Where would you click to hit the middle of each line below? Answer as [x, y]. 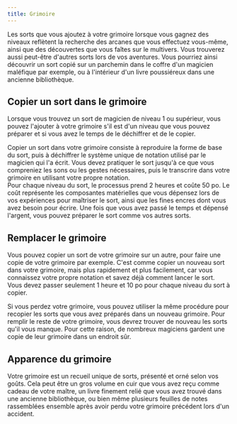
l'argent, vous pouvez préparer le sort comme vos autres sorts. [99, 216]
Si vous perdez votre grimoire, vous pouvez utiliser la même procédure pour [118, 307]
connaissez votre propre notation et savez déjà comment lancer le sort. [111, 278]
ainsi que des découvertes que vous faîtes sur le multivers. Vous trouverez [116, 49]
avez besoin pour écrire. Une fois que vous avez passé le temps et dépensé [118, 208]
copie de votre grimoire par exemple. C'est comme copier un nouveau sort [116, 263]
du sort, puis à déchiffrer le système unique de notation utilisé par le [107, 155]
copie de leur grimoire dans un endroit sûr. [69, 337]
